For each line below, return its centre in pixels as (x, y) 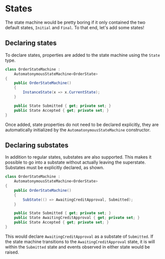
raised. (12, 252)
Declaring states (31, 43)
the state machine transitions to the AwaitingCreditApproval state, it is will (80, 241)
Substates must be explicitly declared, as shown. (55, 168)
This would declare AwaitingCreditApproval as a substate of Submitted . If (79, 236)
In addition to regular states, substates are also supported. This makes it (78, 157)
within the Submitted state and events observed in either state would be (78, 247)
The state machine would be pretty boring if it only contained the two (75, 22)
